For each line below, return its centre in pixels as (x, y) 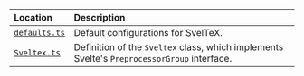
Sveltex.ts (37, 53)
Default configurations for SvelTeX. (148, 33)
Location (33, 17)
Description (100, 17)
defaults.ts (40, 33)
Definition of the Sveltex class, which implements (179, 47)
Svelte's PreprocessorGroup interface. (153, 59)
